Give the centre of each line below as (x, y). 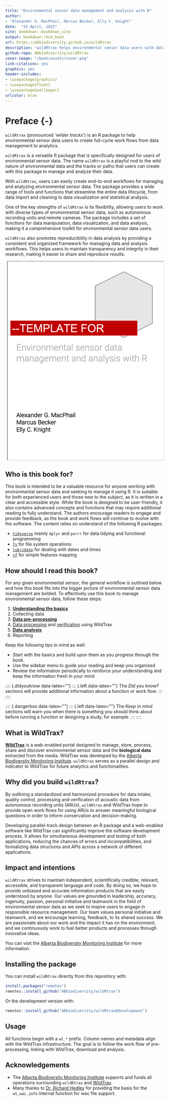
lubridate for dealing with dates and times (57, 549)
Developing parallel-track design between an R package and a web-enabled (84, 825)
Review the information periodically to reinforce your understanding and (87, 671)
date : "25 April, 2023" (31, 27)
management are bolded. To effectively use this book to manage (72, 594)
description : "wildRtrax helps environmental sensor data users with (80, 48)
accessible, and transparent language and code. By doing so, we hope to (81, 885)
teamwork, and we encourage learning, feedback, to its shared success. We (84, 917)
